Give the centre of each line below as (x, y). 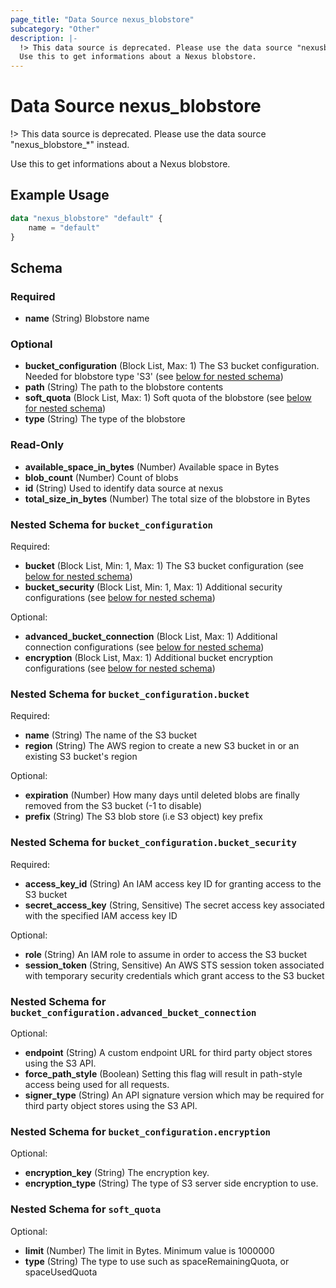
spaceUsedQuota (61, 1272)
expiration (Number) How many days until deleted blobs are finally (162, 795)
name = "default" (64, 227)
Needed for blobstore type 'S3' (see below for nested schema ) (154, 377)
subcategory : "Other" (55, 29)
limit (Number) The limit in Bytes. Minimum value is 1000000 (149, 1250)
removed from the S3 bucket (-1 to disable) (113, 806)
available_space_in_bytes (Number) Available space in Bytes (152, 467)
